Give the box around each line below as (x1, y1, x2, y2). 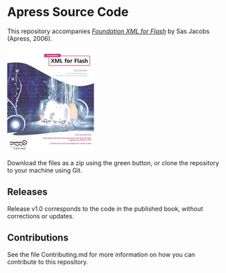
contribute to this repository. (7, 257, 89, 266)
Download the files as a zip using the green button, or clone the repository (7, 158, 220, 167)
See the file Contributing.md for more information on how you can (7, 250, 195, 258)
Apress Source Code (7, 4, 129, 20)
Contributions (7, 232, 69, 244)
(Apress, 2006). (7, 34, 53, 42)
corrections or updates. (7, 211, 74, 220)
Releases (7, 186, 48, 198)
